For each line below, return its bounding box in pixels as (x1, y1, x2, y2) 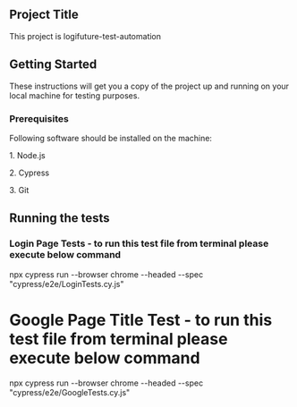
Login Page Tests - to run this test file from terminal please (9, 237, 269, 250)
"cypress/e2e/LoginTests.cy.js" (9, 278, 124, 289)
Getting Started (9, 57, 98, 72)
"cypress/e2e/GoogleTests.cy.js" (9, 386, 131, 397)
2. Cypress (9, 167, 50, 178)
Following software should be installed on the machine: (9, 132, 213, 143)
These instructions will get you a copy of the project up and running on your (9, 81, 289, 91)
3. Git (9, 184, 30, 195)
